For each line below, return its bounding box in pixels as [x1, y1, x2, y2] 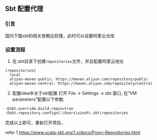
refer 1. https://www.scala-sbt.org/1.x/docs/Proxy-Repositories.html [5, 129, 141, 135]
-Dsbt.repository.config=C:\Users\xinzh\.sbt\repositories [5, 110, 129, 115]
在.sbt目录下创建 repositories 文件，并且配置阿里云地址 [12, 58, 124, 64]
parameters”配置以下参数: [12, 96, 65, 102]
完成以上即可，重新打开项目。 [5, 119, 65, 125]
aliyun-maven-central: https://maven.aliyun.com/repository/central [9, 81, 153, 86]
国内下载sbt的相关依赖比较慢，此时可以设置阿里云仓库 [5, 32, 115, 38]
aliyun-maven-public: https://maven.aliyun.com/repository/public [9, 77, 148, 82]
